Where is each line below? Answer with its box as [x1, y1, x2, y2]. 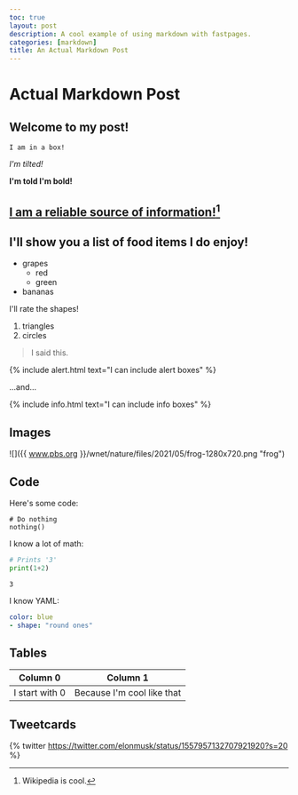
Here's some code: [9, 497, 79, 508]
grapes [21, 258, 49, 269]
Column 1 [106, 672, 149, 684]
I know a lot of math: [9, 538, 84, 549]
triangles [21, 321, 55, 331]
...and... [9, 382, 37, 393]
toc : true [9, 12, 46, 22]
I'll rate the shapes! [9, 304, 79, 314]
